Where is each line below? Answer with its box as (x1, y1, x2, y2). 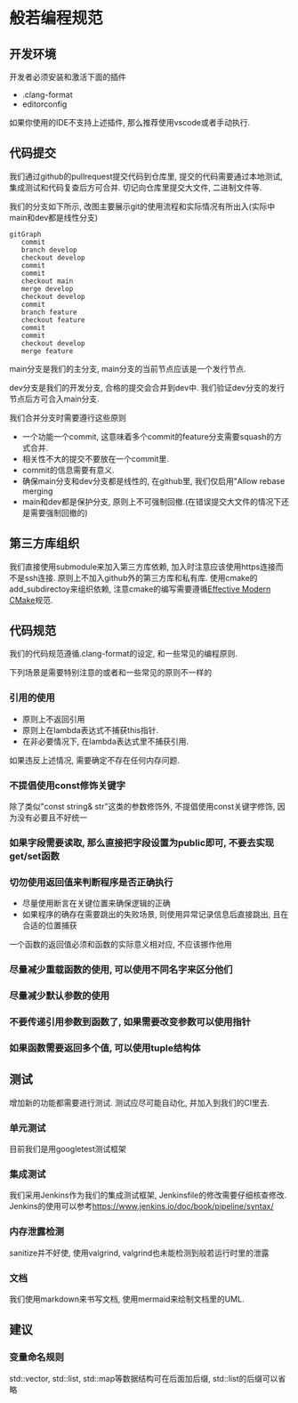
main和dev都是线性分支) (9, 212, 99, 222)
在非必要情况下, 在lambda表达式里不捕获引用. (21, 736, 189, 746)
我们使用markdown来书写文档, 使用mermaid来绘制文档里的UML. (9, 1294, 245, 1304)
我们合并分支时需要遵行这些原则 (9, 412, 126, 423)
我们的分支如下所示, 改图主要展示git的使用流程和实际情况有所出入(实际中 (9, 201, 276, 212)
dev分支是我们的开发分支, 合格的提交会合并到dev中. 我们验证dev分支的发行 (9, 382, 285, 392)
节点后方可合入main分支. (9, 393, 100, 404)
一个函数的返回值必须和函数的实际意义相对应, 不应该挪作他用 (9, 939, 232, 950)
